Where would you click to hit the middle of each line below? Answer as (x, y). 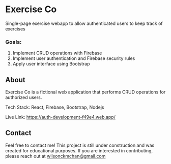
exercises (15, 28)
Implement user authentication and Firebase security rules (74, 58)
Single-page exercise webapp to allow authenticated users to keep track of (84, 23)
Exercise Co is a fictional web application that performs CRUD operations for (85, 92)
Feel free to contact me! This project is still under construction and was (80, 145)
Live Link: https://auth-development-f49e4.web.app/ (61, 117)
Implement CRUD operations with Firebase (57, 53)
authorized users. (24, 97)
